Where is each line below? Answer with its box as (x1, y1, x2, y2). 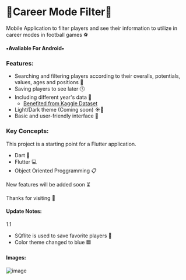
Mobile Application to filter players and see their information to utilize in (6, 25, 178, 32)
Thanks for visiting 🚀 (6, 194, 55, 201)
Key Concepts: (6, 127, 49, 135)
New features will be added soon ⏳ (6, 181, 90, 188)
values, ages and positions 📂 (14, 79, 84, 86)
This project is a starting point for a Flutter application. (6, 140, 136, 147)
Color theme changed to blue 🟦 (14, 238, 92, 246)
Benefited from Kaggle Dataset (23, 100, 98, 107)
